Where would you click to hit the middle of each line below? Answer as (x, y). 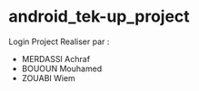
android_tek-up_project (99, 17)
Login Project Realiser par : (59, 41)
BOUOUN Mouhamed (62, 68)
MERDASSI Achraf (56, 59)
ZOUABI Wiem (49, 77)
